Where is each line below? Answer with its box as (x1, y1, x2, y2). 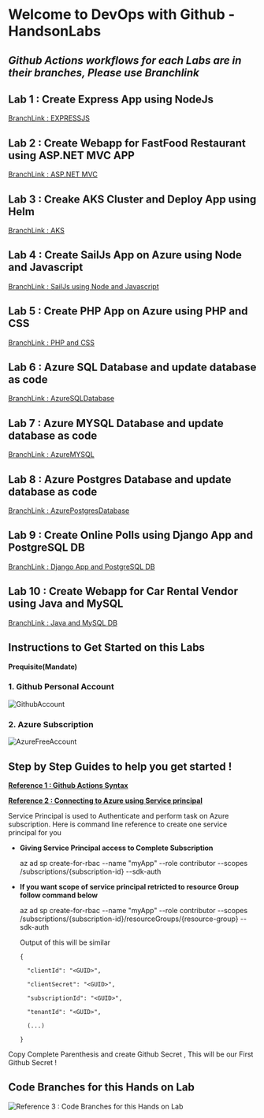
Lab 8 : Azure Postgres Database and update (8, 473, 232, 486)
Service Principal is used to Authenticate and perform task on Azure (8, 811, 229, 820)
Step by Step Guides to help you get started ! (8, 760, 232, 773)
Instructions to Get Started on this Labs (8, 641, 205, 655)
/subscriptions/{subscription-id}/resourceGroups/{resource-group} (19, 914, 239, 923)
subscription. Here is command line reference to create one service (8, 819, 228, 829)
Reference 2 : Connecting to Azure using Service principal (8, 796, 203, 805)
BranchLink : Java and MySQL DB (8, 618, 118, 627)
